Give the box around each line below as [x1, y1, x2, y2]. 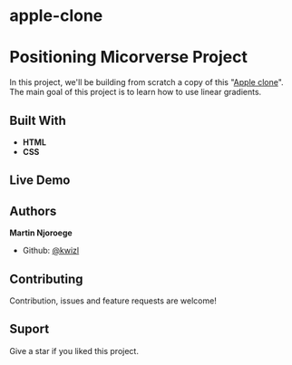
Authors [9, 203, 57, 218]
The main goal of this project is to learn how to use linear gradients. [9, 87, 262, 98]
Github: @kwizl [22, 245, 80, 256]
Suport [9, 322, 50, 337]
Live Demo [9, 173, 71, 188]
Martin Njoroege [9, 227, 73, 238]
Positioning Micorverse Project [9, 47, 248, 68]
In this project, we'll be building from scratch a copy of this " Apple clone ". [9, 77, 284, 88]
